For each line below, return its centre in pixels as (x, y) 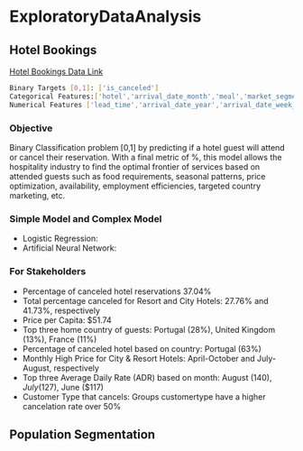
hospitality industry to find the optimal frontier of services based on (135, 166)
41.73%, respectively (61, 310)
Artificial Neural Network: (69, 248)
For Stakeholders (48, 272)
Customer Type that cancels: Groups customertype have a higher (144, 396)
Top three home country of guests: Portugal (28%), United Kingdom (149, 329)
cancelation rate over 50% (72, 406)
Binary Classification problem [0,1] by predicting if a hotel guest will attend (147, 147)
